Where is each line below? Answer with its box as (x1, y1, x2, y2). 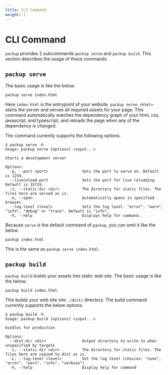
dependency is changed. (5, 123, 57, 129)
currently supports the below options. (5, 302, 84, 308)
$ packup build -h (5, 312, 44, 317)
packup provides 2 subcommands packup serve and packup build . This (5, 51, 151, 57)
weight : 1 (5, 12, 26, 17)
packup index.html (5, 237, 44, 243)
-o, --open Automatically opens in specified (10, 196, 155, 201)
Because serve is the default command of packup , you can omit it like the (5, 222, 156, 228)
